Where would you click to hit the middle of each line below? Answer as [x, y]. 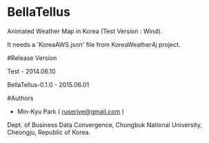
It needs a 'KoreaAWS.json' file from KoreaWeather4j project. [94, 44]
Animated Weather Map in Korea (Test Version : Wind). [85, 31]
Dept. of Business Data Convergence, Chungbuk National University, [104, 124]
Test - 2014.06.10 [32, 71]
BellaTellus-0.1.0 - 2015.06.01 [48, 84]
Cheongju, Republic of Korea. [49, 132]
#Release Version [32, 58]
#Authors [20, 98]
